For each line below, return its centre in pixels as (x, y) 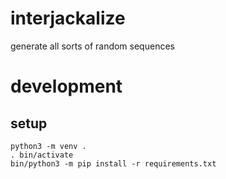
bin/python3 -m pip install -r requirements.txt (113, 163)
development (66, 86)
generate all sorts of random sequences (92, 46)
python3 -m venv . (48, 146)
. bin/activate (42, 155)
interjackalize (68, 18)
